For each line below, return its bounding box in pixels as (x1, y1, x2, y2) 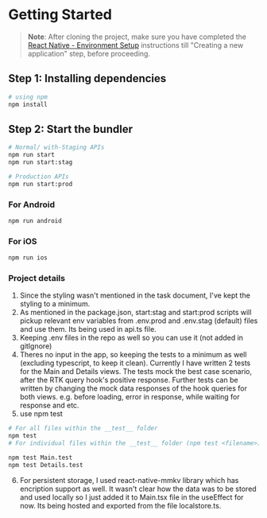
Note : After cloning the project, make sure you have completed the (27, 32, 246, 41)
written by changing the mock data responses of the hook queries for (19, 384, 248, 393)
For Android (8, 199, 56, 210)
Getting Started (8, 6, 113, 24)
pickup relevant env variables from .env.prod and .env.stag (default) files (19, 316, 258, 325)
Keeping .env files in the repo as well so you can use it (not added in (19, 333, 244, 343)
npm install (8, 100, 48, 108)
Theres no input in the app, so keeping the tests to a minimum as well (19, 350, 247, 360)
